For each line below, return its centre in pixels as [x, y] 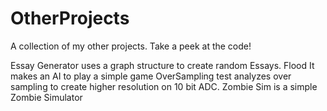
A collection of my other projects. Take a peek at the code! [131, 46]
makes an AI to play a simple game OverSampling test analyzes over [151, 76]
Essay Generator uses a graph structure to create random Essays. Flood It [162, 65]
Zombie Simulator [46, 97]
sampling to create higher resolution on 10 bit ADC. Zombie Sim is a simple [164, 86]
